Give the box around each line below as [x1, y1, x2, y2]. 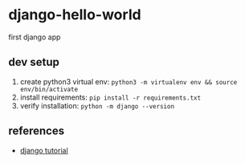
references [8, 124, 65, 138]
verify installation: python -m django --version [19, 100, 175, 110]
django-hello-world [8, 6, 142, 24]
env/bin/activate [19, 85, 79, 93]
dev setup [8, 55, 60, 69]
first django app [8, 32, 61, 42]
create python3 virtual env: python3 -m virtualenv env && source [19, 76, 238, 86]
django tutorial [19, 145, 68, 155]
